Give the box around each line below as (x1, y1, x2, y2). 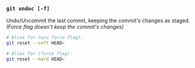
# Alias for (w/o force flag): (6, 35, 84, 40)
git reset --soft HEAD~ (6, 40, 65, 46)
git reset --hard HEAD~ (6, 56, 65, 62)
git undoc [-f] (6, 5, 50, 12)
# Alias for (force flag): (6, 51, 73, 57)
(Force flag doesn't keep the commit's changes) (6, 23, 124, 30)
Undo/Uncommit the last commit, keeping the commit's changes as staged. (6, 17, 190, 24)
